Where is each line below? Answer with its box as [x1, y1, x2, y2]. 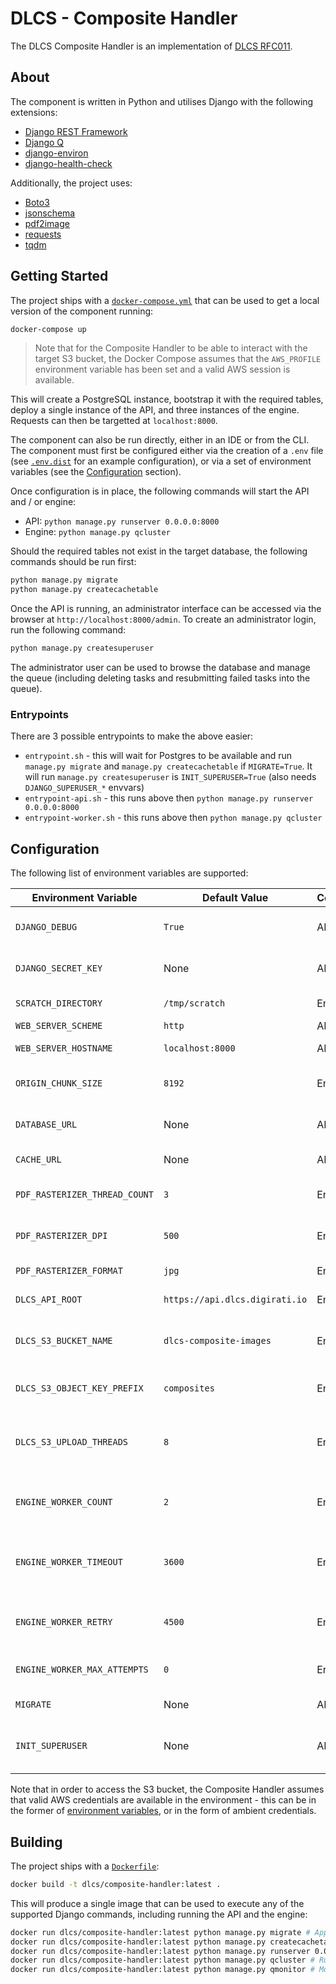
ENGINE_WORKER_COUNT [15, 1497, 113, 1508]
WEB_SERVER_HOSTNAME [15, 1043, 113, 1054]
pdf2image [24, 217, 70, 229]
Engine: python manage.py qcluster [24, 526, 171, 538]
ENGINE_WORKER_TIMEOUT [15, 1557, 123, 1568]
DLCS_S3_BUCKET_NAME [15, 1335, 113, 1347]
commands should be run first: [10, 556, 137, 568]
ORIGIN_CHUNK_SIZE [15, 1078, 103, 1089]
